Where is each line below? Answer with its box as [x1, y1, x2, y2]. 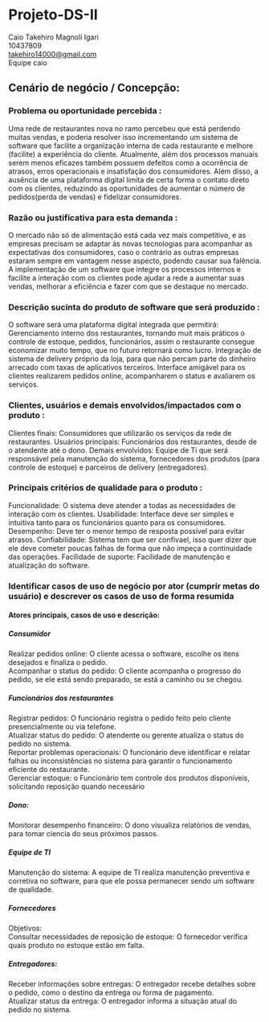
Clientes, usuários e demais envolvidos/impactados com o [8, 400, 242, 411]
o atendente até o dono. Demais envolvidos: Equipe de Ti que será [8, 445, 229, 455]
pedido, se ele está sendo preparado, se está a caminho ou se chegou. [8, 675, 243, 684]
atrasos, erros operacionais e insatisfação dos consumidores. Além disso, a [8, 166, 259, 176]
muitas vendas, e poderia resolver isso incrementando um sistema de [8, 132, 238, 142]
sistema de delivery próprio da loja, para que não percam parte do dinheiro [8, 354, 257, 363]
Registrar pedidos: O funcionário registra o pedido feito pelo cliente [8, 713, 231, 723]
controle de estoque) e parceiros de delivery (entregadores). [8, 462, 209, 472]
